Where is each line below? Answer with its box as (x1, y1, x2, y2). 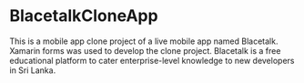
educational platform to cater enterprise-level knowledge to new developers (9, 55, 295, 66)
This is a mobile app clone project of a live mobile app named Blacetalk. (9, 36, 279, 47)
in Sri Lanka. (9, 65, 56, 76)
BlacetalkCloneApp (9, 5, 158, 26)
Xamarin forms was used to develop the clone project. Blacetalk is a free (9, 45, 281, 56)
